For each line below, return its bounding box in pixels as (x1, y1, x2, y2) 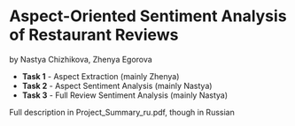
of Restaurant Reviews (9, 25, 179, 45)
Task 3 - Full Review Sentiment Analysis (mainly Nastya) (21, 90, 229, 100)
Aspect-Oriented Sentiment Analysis (9, 6, 287, 26)
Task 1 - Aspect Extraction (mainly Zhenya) (21, 70, 180, 81)
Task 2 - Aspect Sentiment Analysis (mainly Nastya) (21, 80, 213, 91)
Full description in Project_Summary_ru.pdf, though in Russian (9, 107, 235, 117)
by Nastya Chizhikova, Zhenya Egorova (9, 54, 152, 64)
